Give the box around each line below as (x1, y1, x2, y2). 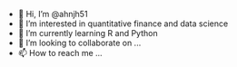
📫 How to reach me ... (17, 48, 103, 58)
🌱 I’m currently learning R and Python (17, 28, 158, 38)
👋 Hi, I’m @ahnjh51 (17, 9, 88, 19)
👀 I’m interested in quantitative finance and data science (17, 18, 229, 29)
